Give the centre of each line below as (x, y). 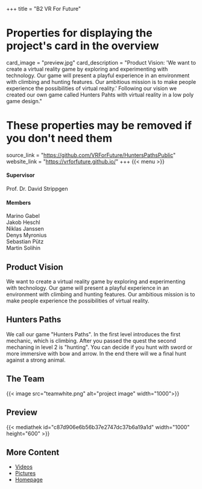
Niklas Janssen (25, 229)
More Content (33, 452)
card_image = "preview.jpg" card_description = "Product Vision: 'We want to (101, 62)
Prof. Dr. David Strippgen (37, 189)
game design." (24, 101)
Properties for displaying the (79, 33)
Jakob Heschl (23, 222)
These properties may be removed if (99, 126)
